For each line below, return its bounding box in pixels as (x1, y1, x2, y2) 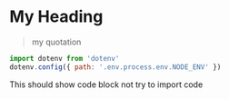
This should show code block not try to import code (9, 79, 204, 90)
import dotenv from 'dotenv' (9, 54, 120, 63)
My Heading (9, 6, 104, 27)
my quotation (31, 36, 82, 47)
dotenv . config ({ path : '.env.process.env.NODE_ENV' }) (9, 62, 222, 72)
